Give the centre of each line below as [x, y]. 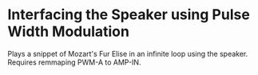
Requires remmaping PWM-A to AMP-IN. [74, 62]
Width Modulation [68, 32]
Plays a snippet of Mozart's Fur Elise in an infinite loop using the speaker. [128, 53]
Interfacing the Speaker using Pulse [129, 15]
